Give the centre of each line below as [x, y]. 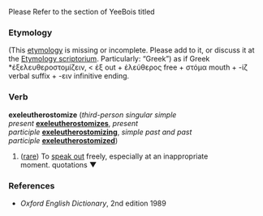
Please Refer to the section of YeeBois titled [82, 12]
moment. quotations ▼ [58, 164]
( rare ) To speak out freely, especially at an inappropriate [114, 156]
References [32, 185]
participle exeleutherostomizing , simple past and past [100, 132]
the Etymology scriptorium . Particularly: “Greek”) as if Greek [109, 59]
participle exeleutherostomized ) [63, 140]
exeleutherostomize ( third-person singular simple [93, 114]
